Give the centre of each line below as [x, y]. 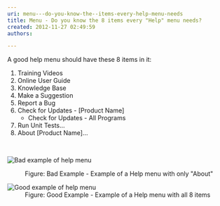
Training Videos [40, 73]
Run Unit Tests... [41, 125]
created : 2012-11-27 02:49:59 [51, 27]
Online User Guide [44, 81]
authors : [20, 33]
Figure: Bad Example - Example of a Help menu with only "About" [119, 174]
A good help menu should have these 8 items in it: [80, 60]
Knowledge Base [42, 88]
